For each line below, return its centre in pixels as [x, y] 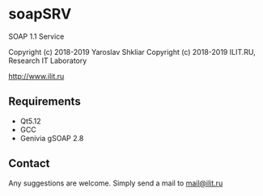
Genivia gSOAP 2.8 [52, 138]
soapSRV [40, 14]
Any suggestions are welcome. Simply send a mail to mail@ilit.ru [116, 183]
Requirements [45, 102]
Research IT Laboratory [48, 60]
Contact [29, 163]
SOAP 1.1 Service [36, 36]
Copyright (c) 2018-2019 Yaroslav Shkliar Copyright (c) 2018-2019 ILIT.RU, [132, 52]
